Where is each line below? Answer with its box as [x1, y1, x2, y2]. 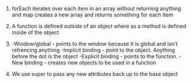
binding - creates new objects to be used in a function [24, 59, 157, 66]
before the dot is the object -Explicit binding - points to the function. [11, 53, 178, 59]
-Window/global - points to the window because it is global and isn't [11, 41, 178, 47]
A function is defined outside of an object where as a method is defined [11, 23, 187, 29]
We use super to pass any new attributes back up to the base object [11, 71, 178, 77]
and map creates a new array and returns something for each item [11, 11, 173, 18]
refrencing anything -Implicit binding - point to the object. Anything [11, 47, 175, 54]
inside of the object [11, 29, 59, 36]
